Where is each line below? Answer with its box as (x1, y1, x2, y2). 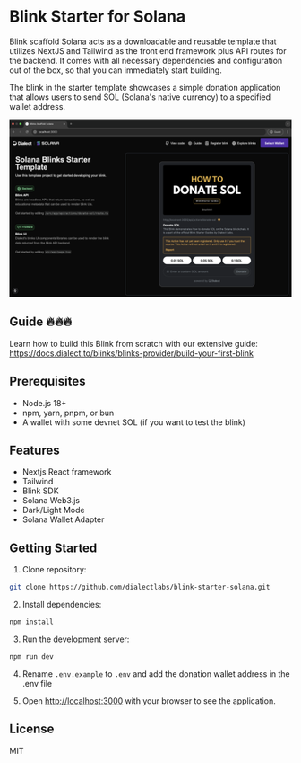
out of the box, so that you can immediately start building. (9, 65, 222, 75)
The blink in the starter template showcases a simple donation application (9, 82, 281, 93)
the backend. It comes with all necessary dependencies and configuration (9, 55, 283, 66)
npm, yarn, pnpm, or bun (21, 407, 115, 418)
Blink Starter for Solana (9, 6, 186, 27)
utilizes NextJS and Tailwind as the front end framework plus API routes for (9, 45, 287, 56)
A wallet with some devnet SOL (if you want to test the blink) (21, 416, 246, 428)
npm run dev (9, 652, 54, 661)
